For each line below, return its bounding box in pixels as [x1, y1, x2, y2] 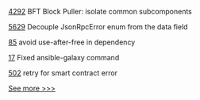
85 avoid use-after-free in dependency [8, 37, 136, 47]
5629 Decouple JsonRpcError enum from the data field [8, 22, 188, 31]
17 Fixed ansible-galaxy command [8, 53, 120, 62]
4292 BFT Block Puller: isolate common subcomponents [8, 7, 193, 16]
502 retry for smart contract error [8, 68, 117, 78]
